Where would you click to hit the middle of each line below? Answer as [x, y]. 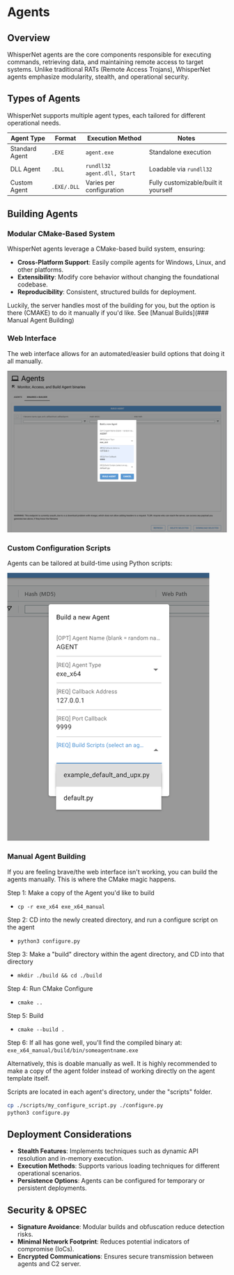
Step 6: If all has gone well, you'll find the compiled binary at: [95, 1042]
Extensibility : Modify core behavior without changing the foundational [118, 277]
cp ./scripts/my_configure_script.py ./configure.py [85, 1105]
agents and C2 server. [49, 1264]
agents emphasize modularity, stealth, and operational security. [98, 77]
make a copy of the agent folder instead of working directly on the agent [111, 1071]
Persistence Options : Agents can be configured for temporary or [111, 1181]
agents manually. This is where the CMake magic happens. [92, 879]
